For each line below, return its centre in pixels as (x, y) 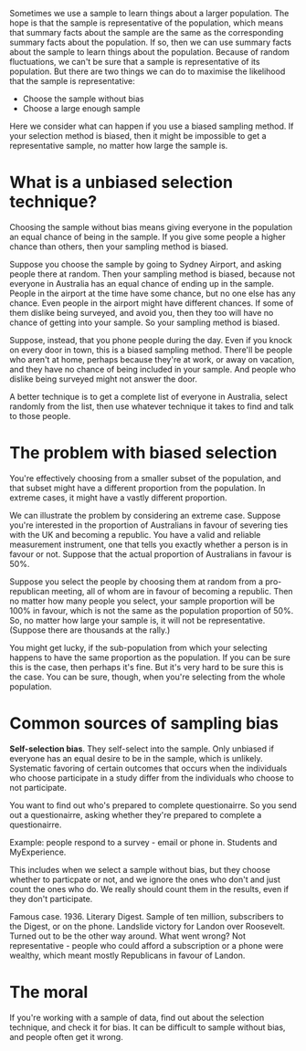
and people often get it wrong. (66, 1036)
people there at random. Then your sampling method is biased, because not (152, 274)
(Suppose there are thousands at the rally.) (90, 630)
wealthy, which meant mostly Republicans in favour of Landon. (127, 955)
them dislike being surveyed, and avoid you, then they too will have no (142, 312)
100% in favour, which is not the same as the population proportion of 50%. (152, 610)
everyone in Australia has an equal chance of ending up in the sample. (142, 283)
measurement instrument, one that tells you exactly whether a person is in (149, 544)
